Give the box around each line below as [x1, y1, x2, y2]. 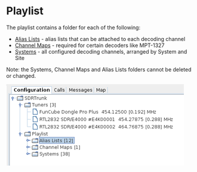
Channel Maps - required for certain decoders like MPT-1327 [14, 42, 165, 49]
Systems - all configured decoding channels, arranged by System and [14, 48, 187, 55]
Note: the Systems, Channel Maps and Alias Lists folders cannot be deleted [6, 65, 192, 73]
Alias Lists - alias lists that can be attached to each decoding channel [14, 35, 186, 42]
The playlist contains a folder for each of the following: [6, 24, 141, 31]
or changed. [6, 72, 36, 79]
